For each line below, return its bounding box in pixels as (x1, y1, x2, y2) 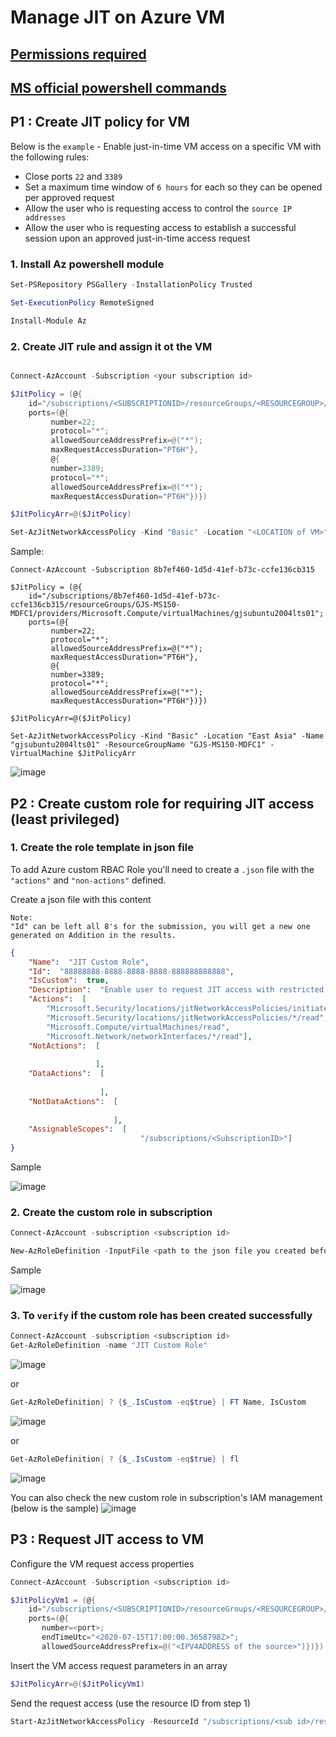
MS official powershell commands (10, 79, 227, 96)
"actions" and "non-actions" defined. (10, 874, 167, 886)
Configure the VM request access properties (10, 1557, 195, 1570)
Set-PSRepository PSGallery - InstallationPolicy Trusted (10, 280, 253, 290)
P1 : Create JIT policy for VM (10, 114, 190, 131)
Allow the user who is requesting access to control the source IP (24, 202, 292, 214)
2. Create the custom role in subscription (10, 1205, 213, 1219)
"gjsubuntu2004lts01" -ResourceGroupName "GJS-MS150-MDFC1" (10, 740, 267, 750)
